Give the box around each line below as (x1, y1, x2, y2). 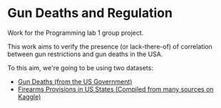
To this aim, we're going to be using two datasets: (7, 63, 153, 72)
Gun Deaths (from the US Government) (17, 77, 133, 86)
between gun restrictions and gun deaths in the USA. (7, 50, 163, 58)
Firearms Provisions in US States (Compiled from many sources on (17, 85, 214, 93)
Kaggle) (17, 92, 41, 101)
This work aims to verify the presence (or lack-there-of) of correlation (7, 42, 212, 50)
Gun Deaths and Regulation (7, 5, 173, 21)
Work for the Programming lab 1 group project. (7, 28, 144, 37)
